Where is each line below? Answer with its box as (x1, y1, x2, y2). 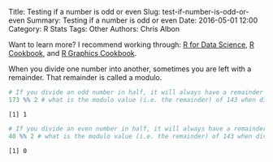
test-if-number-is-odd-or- (162, 7, 249, 16)
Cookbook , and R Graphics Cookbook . (8, 49, 137, 58)
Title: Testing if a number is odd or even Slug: (8, 7, 161, 16)
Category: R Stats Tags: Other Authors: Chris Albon (8, 24, 180, 33)
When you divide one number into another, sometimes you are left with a (8, 64, 252, 74)
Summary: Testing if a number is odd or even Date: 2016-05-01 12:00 (26, 15, 258, 25)
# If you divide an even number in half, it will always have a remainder (8, 125, 267, 133)
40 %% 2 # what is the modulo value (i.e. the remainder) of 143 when (8, 132, 253, 140)
